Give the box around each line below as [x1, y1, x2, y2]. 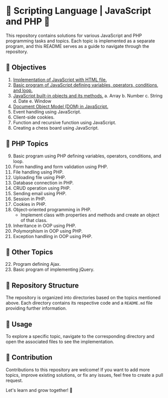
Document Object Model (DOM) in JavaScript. [13, 103, 109, 109]
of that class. [20, 217, 48, 223]
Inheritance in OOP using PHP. [13, 222, 76, 229]
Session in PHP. [13, 196, 46, 202]
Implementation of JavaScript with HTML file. [13, 76, 107, 83]
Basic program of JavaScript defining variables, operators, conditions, [13, 82, 159, 88]
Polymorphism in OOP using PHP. [13, 228, 82, 234]
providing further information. [6, 305, 67, 311]
